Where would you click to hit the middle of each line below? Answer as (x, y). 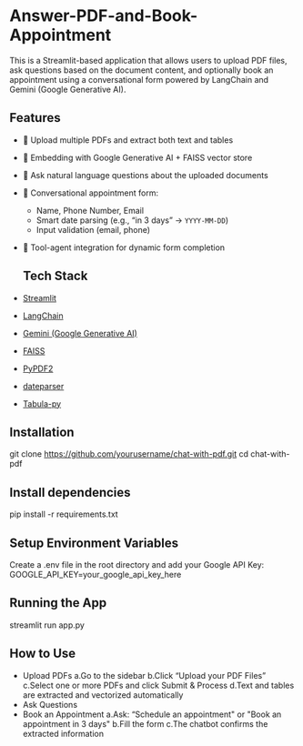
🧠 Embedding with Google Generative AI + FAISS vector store (137, 157)
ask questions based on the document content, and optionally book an (141, 70)
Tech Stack (55, 276)
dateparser (43, 386)
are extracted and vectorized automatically (103, 695)
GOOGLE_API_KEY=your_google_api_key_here (96, 575)
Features (35, 118)
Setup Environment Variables (94, 543)
